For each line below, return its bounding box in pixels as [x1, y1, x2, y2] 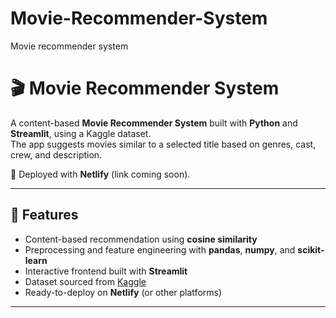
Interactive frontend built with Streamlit [24, 265, 188, 277]
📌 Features [10, 207, 79, 224]
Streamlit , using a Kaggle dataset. [10, 127, 152, 139]
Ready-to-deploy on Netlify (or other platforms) [24, 286, 223, 298]
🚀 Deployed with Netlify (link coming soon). [10, 168, 191, 180]
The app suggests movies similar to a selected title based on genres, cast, [10, 138, 317, 150]
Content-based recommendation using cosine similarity [24, 233, 258, 245]
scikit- [297, 243, 325, 256]
